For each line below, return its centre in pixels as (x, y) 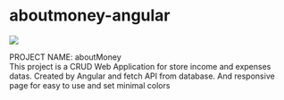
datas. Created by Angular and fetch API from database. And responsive (142, 76)
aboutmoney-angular (90, 16)
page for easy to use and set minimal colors (90, 85)
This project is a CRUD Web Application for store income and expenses (140, 66)
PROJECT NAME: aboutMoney (66, 57)
